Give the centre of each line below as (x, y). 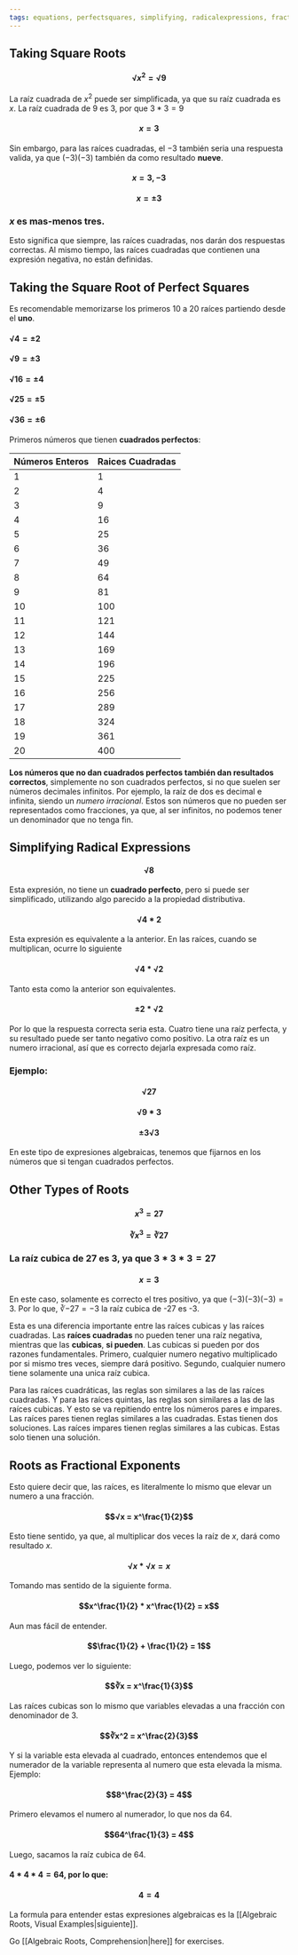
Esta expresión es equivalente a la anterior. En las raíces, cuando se (133, 939)
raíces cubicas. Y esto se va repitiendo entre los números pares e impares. (145, 1409)
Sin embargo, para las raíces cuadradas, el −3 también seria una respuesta (146, 148)
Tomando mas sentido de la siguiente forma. (90, 1586)
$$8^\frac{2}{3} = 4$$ (149, 1794)
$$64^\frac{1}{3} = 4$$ (149, 1834)
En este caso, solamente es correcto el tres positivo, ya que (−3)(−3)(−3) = (146, 1299)
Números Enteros (51, 461)
